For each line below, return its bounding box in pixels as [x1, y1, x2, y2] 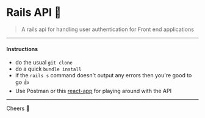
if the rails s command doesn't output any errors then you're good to [15, 72, 192, 79]
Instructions [6, 45, 38, 52]
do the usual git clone [15, 59, 73, 66]
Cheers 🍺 [6, 105, 30, 112]
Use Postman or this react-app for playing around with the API [15, 88, 172, 95]
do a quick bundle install [15, 65, 82, 72]
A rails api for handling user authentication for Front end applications [21, 26, 194, 33]
